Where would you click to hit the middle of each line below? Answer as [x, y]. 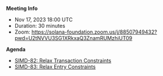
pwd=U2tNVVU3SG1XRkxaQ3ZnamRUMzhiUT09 [73, 38]
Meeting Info [22, 8]
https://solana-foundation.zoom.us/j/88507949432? [94, 32]
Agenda [16, 49]
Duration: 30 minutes [40, 26]
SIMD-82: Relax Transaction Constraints [63, 61]
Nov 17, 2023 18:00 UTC [44, 19]
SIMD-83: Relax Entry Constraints [55, 67]
